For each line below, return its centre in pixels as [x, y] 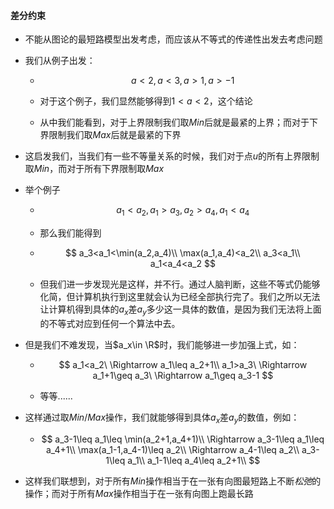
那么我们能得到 [70, 233]
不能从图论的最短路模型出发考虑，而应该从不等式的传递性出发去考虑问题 [173, 39]
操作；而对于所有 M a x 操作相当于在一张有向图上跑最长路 [139, 493]
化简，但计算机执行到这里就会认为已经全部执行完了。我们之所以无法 [180, 296]
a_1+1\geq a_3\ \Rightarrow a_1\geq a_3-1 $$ [183, 375]
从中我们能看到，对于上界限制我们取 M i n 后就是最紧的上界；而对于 [174, 122]
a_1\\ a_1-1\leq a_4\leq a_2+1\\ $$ [194, 460]
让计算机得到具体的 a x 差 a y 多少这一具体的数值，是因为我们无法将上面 [180, 310]
